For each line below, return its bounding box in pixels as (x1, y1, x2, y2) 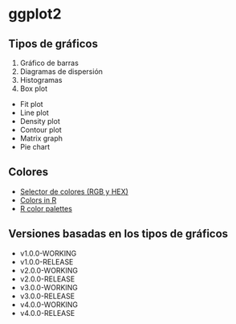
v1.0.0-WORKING (19, 248, 77, 258)
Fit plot (19, 100, 43, 109)
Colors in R (19, 195, 57, 205)
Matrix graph (19, 133, 63, 143)
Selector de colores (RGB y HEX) (19, 187, 128, 196)
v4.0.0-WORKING (19, 299, 79, 310)
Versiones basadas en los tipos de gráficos (8, 227, 229, 241)
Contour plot (19, 125, 62, 134)
